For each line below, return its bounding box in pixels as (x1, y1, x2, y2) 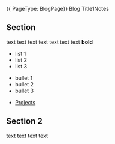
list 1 (14, 50, 26, 57)
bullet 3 (14, 87, 34, 94)
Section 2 (6, 116, 43, 127)
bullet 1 (14, 74, 33, 82)
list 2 (14, 56, 28, 64)
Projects (14, 98, 36, 106)
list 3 (14, 62, 28, 70)
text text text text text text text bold (6, 38, 93, 46)
